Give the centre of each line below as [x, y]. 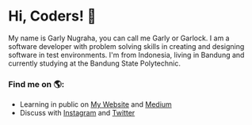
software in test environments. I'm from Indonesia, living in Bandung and [126, 55]
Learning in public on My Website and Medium [95, 104]
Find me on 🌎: [36, 84]
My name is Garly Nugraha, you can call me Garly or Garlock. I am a [119, 38]
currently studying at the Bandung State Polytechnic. [94, 63]
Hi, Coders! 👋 [52, 16]
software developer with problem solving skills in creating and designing [126, 46]
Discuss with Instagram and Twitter [77, 113]
